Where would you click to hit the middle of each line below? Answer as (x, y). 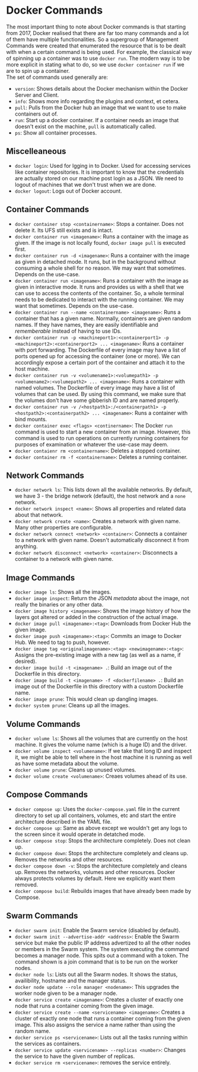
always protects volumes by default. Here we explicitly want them (95, 878)
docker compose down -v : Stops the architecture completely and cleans (101, 866)
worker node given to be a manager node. (66, 993)
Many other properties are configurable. (63, 528)
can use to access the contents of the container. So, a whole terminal (99, 293)
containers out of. (36, 114)
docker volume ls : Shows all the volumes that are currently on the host (101, 738)
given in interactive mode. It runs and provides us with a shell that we (99, 287)
